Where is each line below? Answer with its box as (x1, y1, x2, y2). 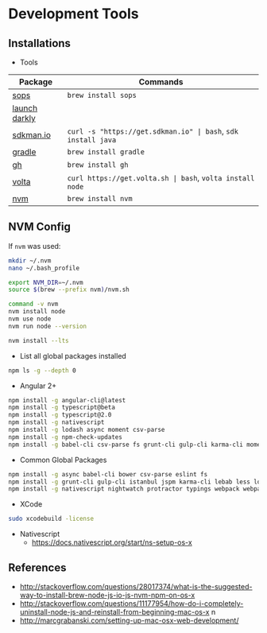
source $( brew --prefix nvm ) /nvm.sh (8, 285, 130, 294)
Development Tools (8, 5, 139, 23)
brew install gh (67, 161, 129, 169)
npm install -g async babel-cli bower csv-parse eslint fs (8, 470, 208, 478)
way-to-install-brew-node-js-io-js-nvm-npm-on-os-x (19, 590, 195, 600)
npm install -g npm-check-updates (8, 433, 123, 441)
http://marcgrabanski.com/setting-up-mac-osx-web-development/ (19, 616, 239, 625)
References (8, 561, 67, 574)
